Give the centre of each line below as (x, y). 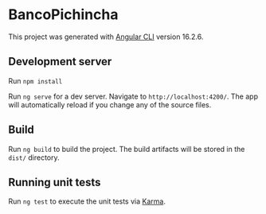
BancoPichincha (63, 15)
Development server (60, 62)
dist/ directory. (34, 158)
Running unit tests (55, 182)
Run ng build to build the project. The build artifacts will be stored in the (127, 149)
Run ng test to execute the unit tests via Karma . (87, 201)
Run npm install (35, 80)
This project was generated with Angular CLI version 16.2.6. (106, 37)
